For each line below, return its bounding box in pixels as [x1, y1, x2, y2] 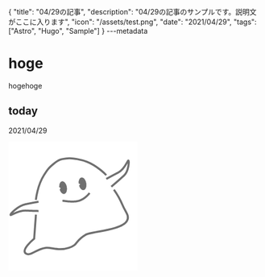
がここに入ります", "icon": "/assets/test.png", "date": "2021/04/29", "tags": [8, 17, 257, 27]
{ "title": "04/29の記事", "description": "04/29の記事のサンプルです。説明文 [8, 7, 257, 16]
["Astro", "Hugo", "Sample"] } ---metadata [8, 27, 148, 35]
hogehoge [8, 81, 43, 90]
